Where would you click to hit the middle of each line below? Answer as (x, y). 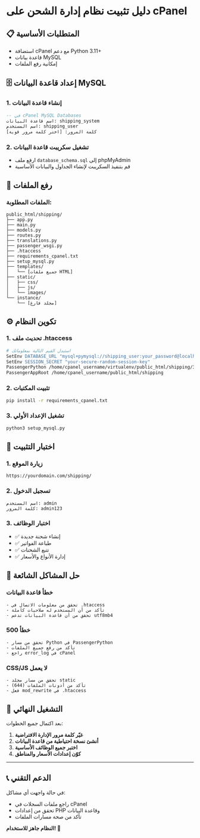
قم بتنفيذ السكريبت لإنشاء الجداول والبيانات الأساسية (73, 166)
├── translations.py (32, 241)
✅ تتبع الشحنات (32, 550)
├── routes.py (24, 236)
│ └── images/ (26, 293)
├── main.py (21, 225)
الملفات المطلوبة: (29, 202)
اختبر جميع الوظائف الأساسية (46, 747)
